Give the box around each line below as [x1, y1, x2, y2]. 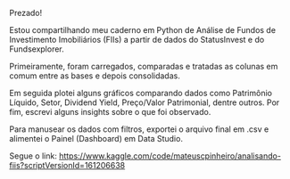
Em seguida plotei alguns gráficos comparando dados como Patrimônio [9, 88, 272, 98]
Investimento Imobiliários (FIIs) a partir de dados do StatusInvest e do [9, 35, 265, 45]
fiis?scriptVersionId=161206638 [9, 160, 126, 170]
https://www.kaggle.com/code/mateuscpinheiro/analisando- [59, 151, 281, 161]
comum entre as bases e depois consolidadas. [9, 70, 180, 81]
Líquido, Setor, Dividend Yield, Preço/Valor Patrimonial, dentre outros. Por [9, 97, 280, 108]
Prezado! [9, 8, 43, 18]
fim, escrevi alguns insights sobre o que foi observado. [9, 107, 211, 117]
